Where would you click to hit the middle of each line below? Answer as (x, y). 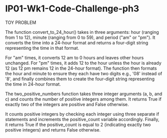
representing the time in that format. (42, 48)
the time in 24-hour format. (33, 84)
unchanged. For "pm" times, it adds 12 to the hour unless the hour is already (83, 63)
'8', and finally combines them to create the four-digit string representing (80, 79)
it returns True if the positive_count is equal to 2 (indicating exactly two (78, 125)
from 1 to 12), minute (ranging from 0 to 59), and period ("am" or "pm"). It (80, 37)
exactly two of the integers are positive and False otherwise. (67, 104)
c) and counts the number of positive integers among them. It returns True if (83, 99)
